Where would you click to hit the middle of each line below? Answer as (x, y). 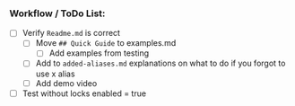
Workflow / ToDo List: (57, 13)
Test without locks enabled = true (84, 93)
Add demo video (66, 83)
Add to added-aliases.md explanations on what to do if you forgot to (161, 63)
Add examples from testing (99, 53)
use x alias (55, 74)
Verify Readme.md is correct (71, 33)
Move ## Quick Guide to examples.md (106, 43)
